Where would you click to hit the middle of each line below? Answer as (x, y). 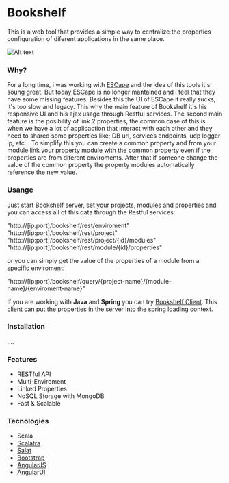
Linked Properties (42, 389)
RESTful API (34, 374)
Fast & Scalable (39, 404)
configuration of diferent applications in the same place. (86, 38)
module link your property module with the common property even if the (109, 150)
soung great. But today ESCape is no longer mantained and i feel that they (111, 92)
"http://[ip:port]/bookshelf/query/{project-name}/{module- (90, 281)
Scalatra (29, 443)
